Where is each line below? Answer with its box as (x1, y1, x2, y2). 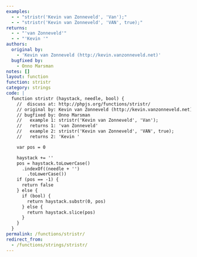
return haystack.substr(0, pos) (27, 198, 107, 204)
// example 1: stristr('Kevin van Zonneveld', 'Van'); (16, 118, 159, 124)
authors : (6, 42, 28, 47)
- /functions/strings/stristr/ (11, 242, 88, 248)
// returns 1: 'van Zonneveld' (16, 123, 98, 129)
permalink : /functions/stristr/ (6, 231, 85, 237)
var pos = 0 (16, 144, 46, 150)
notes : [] (6, 68, 30, 74)
